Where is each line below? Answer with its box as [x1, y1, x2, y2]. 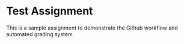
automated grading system [6, 30, 73, 37]
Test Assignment [6, 4, 93, 18]
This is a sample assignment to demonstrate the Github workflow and [6, 24, 179, 31]
